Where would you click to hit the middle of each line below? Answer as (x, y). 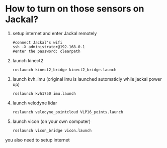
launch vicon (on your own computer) (51, 121)
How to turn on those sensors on (75, 9)
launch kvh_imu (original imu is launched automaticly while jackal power (87, 79)
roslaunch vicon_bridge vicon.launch (52, 130)
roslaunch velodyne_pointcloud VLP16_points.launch (68, 112)
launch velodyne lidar (35, 103)
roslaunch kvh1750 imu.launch (44, 93)
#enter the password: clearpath (46, 51)
